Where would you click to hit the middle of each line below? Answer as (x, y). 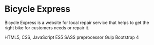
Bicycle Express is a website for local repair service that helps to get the (77, 22)
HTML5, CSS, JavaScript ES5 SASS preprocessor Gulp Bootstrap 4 (72, 37)
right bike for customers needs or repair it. (47, 27)
